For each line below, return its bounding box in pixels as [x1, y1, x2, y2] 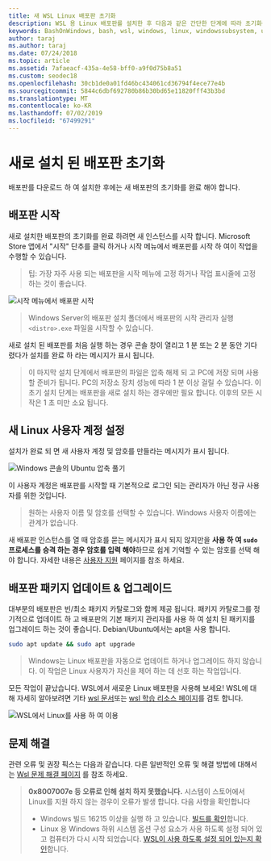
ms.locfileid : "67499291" [8, 117, 95, 125]
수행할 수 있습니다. [8, 251, 67, 261]
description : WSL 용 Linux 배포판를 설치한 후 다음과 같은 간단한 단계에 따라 [8, 19, 242, 27]
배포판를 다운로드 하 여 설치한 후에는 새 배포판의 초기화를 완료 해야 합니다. [8, 182, 240, 192]
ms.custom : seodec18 [8, 72, 78, 80]
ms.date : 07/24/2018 [8, 49, 78, 57]
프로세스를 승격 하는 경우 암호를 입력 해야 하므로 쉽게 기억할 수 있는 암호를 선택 [8, 545, 252, 555]
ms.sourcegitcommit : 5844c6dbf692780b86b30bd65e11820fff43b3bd [8, 86, 226, 95]
